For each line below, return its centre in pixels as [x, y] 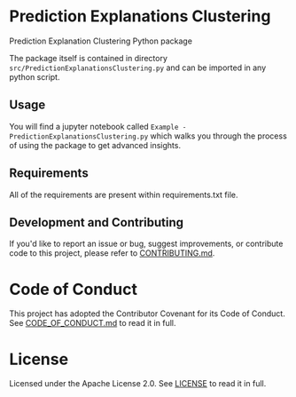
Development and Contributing [97, 222]
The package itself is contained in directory [89, 58]
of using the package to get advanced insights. [95, 145]
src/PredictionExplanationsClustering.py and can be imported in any [138, 67]
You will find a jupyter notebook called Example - [98, 126]
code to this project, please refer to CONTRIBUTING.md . [112, 253]
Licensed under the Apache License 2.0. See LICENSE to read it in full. [138, 384]
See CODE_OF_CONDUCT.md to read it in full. [93, 323]
